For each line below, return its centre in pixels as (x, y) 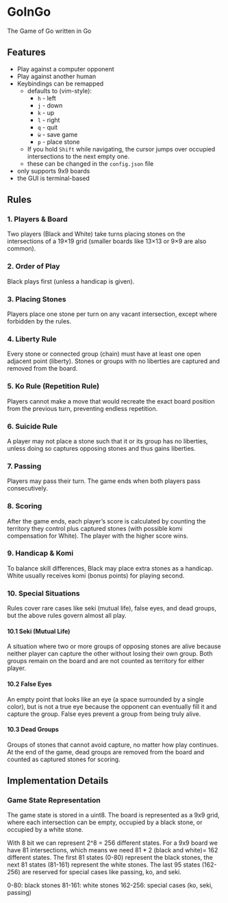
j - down (50, 105)
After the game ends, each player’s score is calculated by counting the (106, 521)
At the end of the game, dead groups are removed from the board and (106, 752)
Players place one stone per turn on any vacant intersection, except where (112, 314)
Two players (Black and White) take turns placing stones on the (96, 234)
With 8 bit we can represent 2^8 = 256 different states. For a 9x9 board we (112, 843)
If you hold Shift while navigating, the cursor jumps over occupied (121, 149)
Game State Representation (54, 800)
